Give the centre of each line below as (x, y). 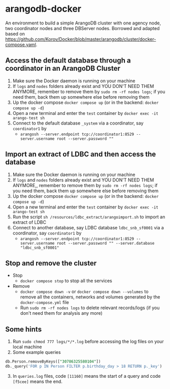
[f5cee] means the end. (37, 381)
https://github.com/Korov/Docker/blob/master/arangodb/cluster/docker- (81, 39)
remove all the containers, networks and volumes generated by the (90, 297)
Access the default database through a (68, 61)
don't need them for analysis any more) (61, 313)
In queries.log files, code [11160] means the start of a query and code (87, 376)
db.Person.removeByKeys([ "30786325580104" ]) (53, 362)
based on (15, 34)
